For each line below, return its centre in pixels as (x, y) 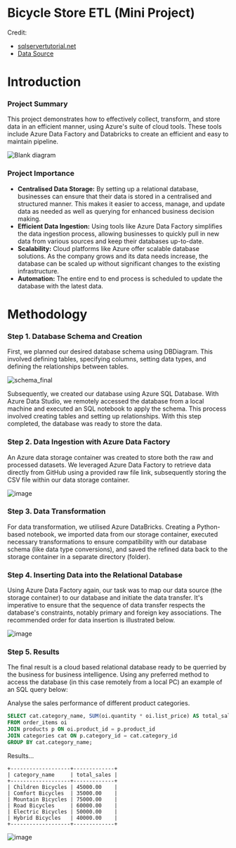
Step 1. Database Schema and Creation (75, 336)
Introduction (44, 82)
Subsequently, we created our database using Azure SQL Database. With (113, 394)
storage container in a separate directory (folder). (79, 556)
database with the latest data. (60, 285)
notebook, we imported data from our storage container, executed (123, 534)
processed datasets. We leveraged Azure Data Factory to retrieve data (109, 465)
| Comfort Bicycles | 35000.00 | (63, 793)
